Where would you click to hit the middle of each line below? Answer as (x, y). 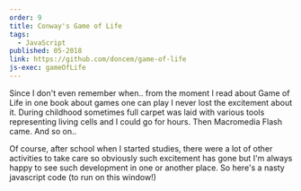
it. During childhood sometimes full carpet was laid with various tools (137, 112)
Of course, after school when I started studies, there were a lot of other (141, 148)
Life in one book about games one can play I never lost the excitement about (151, 102)
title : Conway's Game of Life (66, 26)
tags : (19, 34)
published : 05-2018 (46, 51)
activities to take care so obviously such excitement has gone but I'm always (151, 158)
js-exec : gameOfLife (48, 68)
